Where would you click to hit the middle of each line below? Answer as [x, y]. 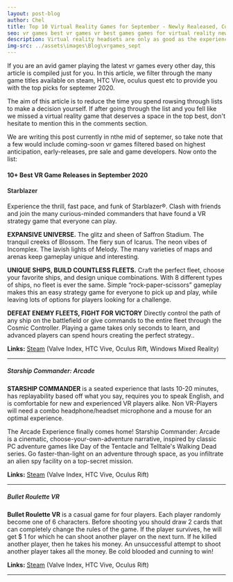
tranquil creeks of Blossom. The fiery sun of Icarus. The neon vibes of [107, 242]
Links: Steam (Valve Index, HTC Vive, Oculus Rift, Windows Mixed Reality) [113, 349]
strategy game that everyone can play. [62, 221]
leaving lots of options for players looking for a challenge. [89, 299]
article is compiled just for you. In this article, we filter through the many [110, 73]
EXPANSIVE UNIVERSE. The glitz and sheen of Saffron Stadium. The [106, 234]
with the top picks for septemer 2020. [61, 88]
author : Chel [26, 20]
